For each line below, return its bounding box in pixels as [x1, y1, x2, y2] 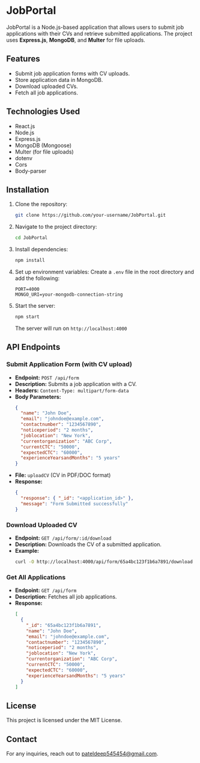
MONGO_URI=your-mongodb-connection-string [14, 291, 123, 297]
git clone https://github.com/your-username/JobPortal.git [14, 212, 166, 219]
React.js [14, 122, 35, 129]
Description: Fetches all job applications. [14, 593, 117, 600]
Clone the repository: [14, 201, 68, 208]
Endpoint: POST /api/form [14, 374, 79, 381]
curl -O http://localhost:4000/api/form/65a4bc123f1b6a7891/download [14, 558, 193, 565]
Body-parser [14, 167, 47, 175]
